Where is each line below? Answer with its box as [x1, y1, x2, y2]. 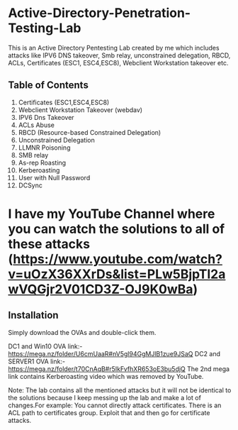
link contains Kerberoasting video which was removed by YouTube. [8, 372, 204, 380]
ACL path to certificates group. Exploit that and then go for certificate [8, 408, 210, 417]
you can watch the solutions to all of [8, 221, 225, 237]
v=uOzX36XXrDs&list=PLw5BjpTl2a [8, 266, 226, 282]
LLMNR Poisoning [18, 143, 71, 152]
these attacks [8, 236, 91, 252]
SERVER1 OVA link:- [8, 357, 66, 365]
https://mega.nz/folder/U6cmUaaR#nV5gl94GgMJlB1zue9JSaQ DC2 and [8, 349, 220, 358]
